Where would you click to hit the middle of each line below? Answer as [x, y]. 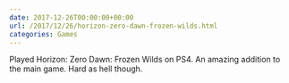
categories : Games [43, 34]
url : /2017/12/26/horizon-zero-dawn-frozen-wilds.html [114, 26]
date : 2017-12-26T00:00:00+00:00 [72, 17]
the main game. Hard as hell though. [76, 69]
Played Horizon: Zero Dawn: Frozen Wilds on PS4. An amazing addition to [145, 60]
